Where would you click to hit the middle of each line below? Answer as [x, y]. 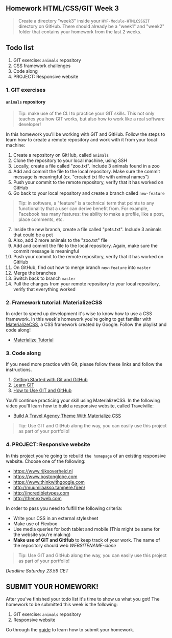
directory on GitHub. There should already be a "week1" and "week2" [91, 26]
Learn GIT [24, 385]
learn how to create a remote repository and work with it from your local [81, 139]
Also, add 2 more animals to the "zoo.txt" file [60, 240]
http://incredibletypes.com [41, 493]
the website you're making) [42, 534]
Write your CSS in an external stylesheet [56, 518]
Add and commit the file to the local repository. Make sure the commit [87, 171]
